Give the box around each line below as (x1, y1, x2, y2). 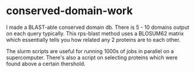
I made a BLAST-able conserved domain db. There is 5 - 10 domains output (6, 24, 190, 31)
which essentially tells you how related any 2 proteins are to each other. (6, 36, 181, 43)
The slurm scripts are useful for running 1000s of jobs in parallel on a (6, 47, 174, 54)
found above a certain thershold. (6, 60, 86, 67)
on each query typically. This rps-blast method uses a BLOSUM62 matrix (6, 30, 184, 37)
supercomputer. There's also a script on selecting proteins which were (6, 54, 178, 61)
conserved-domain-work (6, 4, 133, 18)
